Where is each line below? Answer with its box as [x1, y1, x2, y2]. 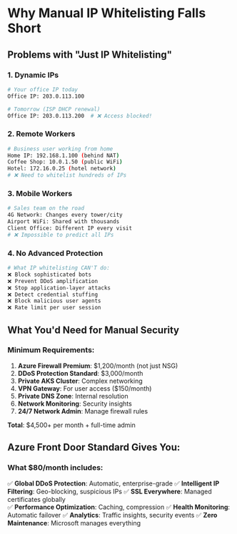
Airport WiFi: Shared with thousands [7, 218, 120, 225]
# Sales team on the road [7, 205, 84, 212]
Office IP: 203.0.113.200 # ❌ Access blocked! [7, 112, 153, 119]
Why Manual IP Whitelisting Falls [7, 5, 206, 21]
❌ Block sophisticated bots [7, 271, 92, 278]
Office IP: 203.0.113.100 [7, 93, 84, 100]
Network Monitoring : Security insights [17, 399, 132, 408]
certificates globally [7, 495, 66, 503]
